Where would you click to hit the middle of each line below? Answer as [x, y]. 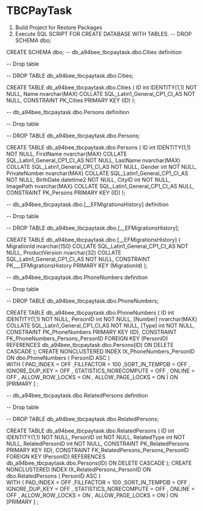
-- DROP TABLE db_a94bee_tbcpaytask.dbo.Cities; [70, 75]
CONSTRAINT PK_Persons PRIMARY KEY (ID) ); [66, 193]
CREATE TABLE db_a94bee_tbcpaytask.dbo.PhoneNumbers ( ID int [90, 312]
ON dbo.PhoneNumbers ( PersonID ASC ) [58, 358]
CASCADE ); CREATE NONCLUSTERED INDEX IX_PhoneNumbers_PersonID [101, 351]
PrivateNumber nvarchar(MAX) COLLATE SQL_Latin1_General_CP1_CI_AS [97, 173]
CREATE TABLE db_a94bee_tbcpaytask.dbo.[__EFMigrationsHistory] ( [93, 239]
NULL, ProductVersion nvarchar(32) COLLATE [64, 252]
